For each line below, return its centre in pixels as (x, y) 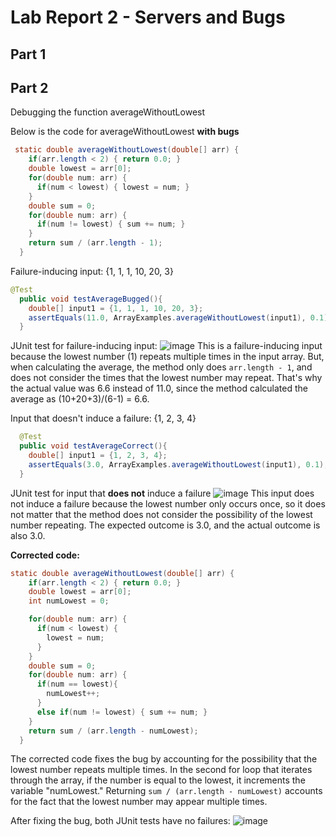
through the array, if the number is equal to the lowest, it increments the (158, 780)
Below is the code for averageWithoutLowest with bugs (125, 132)
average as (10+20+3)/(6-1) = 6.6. (80, 399)
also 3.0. (28, 535)
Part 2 (29, 87)
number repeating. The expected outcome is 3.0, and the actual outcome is (165, 525)
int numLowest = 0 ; (69, 601)
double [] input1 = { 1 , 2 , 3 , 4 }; (98, 456)
